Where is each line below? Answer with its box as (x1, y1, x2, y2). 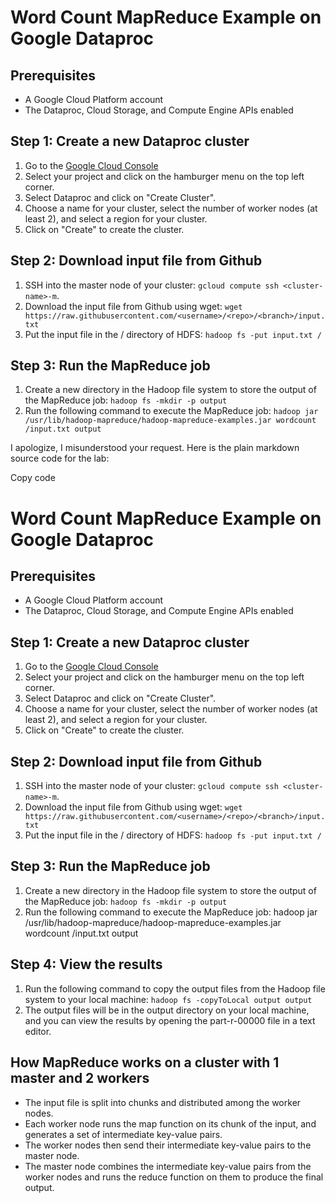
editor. (24, 1025, 52, 1037)
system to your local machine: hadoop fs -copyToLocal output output (24, 993, 313, 1005)
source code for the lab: (10, 452, 110, 465)
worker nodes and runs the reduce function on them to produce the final (24, 1171, 324, 1183)
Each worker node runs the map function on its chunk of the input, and (24, 1117, 317, 1130)
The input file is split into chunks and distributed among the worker (24, 1096, 302, 1108)
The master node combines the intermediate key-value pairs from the (24, 1160, 312, 1172)
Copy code (10, 472, 56, 484)
